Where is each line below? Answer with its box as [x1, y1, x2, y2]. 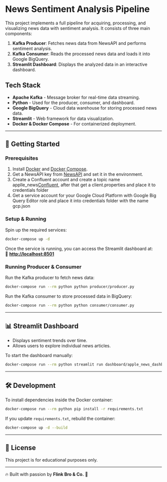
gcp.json [12, 203, 31, 209]
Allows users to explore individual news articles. [12, 343, 111, 349]
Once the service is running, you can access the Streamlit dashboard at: [5, 245, 153, 251]
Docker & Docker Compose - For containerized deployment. [12, 120, 137, 126]
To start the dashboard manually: [5, 353, 73, 359]
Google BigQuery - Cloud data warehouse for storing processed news [12, 105, 157, 111]
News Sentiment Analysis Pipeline [5, 3, 150, 15]
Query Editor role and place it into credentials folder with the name [12, 198, 149, 204]
